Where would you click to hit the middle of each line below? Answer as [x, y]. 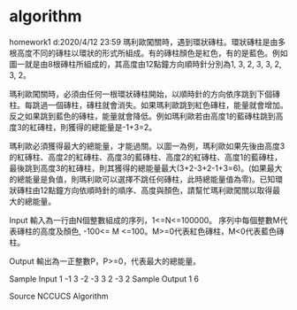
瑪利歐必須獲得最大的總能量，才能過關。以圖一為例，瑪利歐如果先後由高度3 [147, 146]
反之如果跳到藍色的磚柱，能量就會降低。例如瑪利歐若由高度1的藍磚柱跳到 [142, 116]
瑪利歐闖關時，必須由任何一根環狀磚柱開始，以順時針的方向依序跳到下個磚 [145, 94]
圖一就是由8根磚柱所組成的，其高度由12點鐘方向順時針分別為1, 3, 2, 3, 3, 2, [145, 64]
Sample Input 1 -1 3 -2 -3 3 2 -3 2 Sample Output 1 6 [104, 279]
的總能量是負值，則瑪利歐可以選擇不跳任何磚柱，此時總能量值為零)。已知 [142, 179]
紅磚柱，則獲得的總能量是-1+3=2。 [93, 127]
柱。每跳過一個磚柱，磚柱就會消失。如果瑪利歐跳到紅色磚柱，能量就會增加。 [148, 105]
